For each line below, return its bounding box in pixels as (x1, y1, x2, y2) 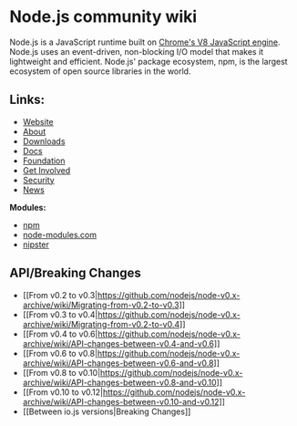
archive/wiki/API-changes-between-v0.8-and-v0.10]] (22, 377, 223, 388)
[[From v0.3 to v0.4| (22, 308, 98, 320)
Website (22, 116, 55, 127)
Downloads (22, 135, 66, 147)
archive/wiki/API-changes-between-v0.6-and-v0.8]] (22, 358, 220, 369)
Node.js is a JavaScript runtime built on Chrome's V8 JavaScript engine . (9, 36, 281, 47)
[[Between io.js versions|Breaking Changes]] (22, 406, 191, 417)
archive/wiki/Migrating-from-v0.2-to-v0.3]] (22, 299, 185, 310)
